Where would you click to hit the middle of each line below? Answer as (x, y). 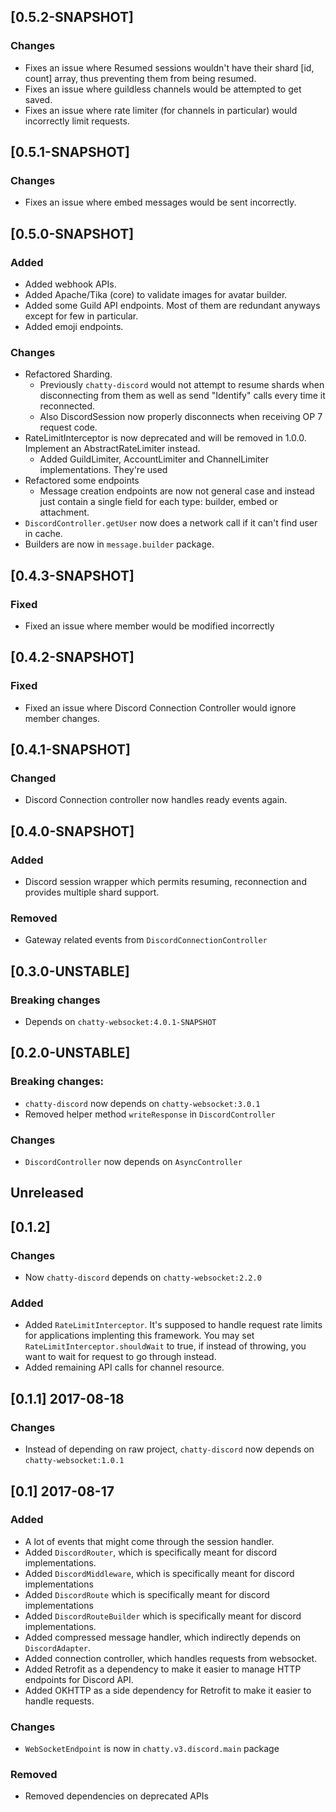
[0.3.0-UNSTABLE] (70, 971)
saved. (38, 99)
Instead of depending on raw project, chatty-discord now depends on (169, 1449)
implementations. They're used (103, 470)
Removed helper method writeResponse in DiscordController (150, 1114)
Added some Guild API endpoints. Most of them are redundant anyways (172, 306)
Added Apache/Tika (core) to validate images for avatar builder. (156, 295)
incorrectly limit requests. (77, 121)
